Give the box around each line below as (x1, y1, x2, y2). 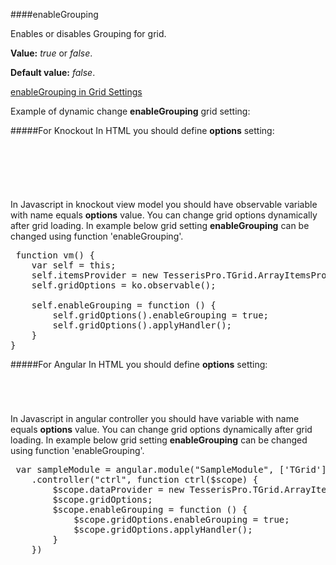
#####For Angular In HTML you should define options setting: (10, 359, 268, 371)
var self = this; (31, 260, 117, 271)
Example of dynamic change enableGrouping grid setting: (10, 105, 251, 117)
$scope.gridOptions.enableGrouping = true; (73, 514, 290, 525)
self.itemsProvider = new (31, 270, 159, 281)
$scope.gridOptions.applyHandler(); (73, 524, 253, 535)
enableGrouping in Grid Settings (10, 86, 143, 98)
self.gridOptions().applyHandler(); (52, 320, 233, 331)
